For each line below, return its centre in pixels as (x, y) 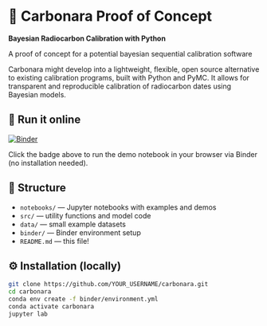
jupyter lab (28, 314)
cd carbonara (30, 292)
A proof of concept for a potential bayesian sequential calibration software (130, 53)
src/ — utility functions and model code (85, 215)
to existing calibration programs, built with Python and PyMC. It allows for (129, 77)
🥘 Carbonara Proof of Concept (110, 16)
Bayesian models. (37, 94)
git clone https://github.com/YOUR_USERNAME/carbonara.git (108, 285)
